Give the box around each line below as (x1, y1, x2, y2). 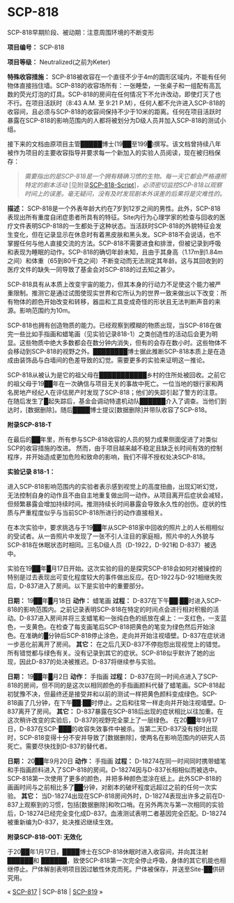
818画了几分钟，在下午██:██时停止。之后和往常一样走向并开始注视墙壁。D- (7, 698, 227, 706)
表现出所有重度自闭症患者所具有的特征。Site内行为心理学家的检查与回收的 (7, 213, 219, 221)
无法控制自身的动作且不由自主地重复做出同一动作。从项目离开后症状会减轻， (7, 491, 227, 499)
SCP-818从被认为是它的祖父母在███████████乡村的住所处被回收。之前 (7, 370, 221, 379)
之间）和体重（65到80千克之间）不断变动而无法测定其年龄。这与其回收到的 (7, 256, 224, 265)
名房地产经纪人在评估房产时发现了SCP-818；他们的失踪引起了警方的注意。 (7, 388, 221, 396)
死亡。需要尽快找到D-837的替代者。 (7, 742, 111, 750)
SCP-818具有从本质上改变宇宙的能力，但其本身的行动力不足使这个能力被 (7, 280, 215, 288)
